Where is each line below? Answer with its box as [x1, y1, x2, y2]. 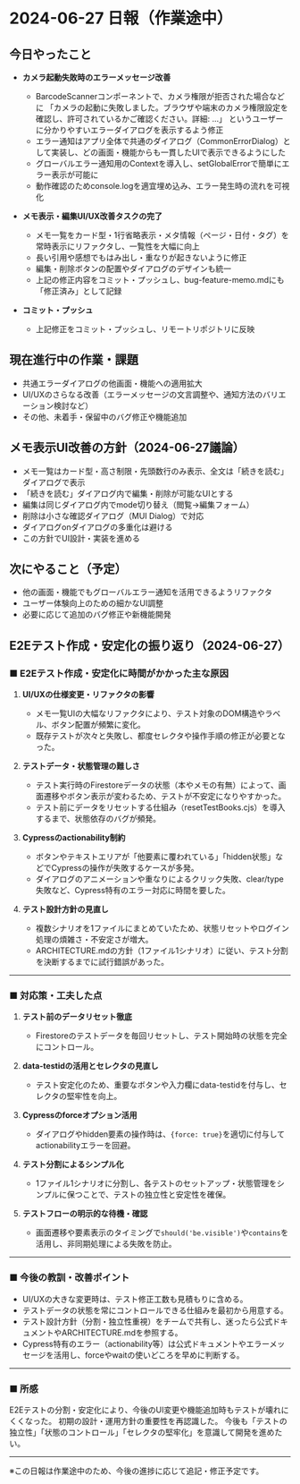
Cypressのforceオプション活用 [21, 1110, 137, 1121]
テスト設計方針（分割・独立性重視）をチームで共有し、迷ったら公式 [21, 1316, 273, 1326]
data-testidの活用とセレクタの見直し [21, 1061, 159, 1071]
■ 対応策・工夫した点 [9, 990, 103, 1002]
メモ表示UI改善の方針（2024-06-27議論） [9, 440, 246, 456]
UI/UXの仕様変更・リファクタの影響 [21, 689, 154, 700]
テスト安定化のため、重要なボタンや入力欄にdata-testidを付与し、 [35, 1079, 279, 1090]
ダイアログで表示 [21, 476, 86, 488]
